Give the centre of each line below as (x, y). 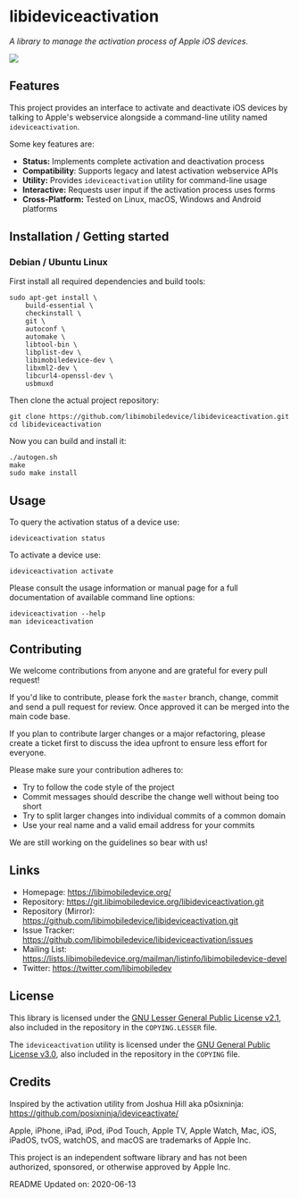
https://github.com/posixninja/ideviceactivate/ (94, 1113)
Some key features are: (52, 144)
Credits (30, 1082)
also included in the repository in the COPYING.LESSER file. (113, 1027)
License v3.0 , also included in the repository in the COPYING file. (125, 1054)
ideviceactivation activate (62, 572)
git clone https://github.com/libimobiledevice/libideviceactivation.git (149, 417)
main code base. (40, 716)
